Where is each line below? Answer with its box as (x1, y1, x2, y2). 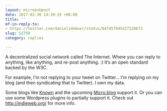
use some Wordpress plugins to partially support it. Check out (5, 94, 134, 101)
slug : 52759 (5, 31, 30, 36)
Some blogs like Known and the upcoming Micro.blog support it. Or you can (5, 89, 162, 95)
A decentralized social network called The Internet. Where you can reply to (5, 53, 161, 60)
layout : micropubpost (5, 7, 51, 13)
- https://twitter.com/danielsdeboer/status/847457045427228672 (5, 26, 143, 31)
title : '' (5, 17, 26, 22)
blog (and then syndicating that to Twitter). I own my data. (5, 79, 126, 86)
